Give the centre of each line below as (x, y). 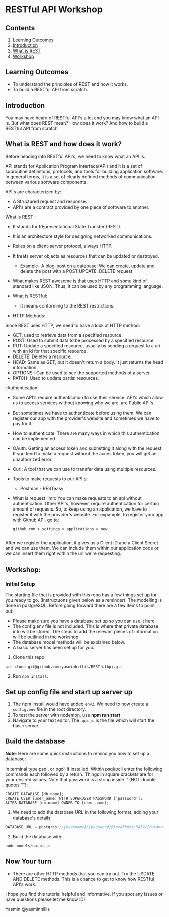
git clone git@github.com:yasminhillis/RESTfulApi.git (64, 667)
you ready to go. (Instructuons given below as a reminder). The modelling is (84, 600)
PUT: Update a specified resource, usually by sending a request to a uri (87, 346)
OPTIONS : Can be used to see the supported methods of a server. (82, 373)
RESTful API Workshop (54, 9)
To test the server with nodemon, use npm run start (66, 715)
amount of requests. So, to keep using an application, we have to (80, 509)
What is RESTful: (30, 296)
